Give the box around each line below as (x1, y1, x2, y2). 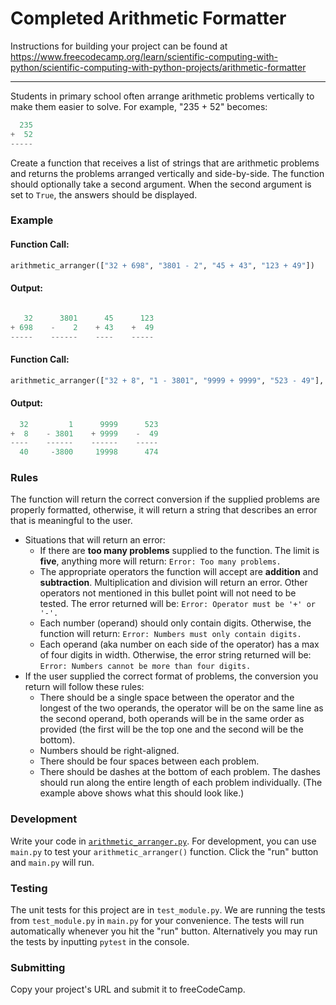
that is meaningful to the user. (10, 515, 133, 527)
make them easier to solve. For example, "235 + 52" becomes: (10, 100, 268, 112)
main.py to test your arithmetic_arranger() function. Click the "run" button (10, 845, 319, 857)
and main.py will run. (10, 856, 95, 868)
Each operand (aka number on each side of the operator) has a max (39, 638, 320, 651)
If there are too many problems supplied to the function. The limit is (39, 545, 320, 557)
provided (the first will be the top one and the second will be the (39, 723, 304, 736)
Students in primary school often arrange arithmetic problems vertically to (10, 90, 315, 102)
